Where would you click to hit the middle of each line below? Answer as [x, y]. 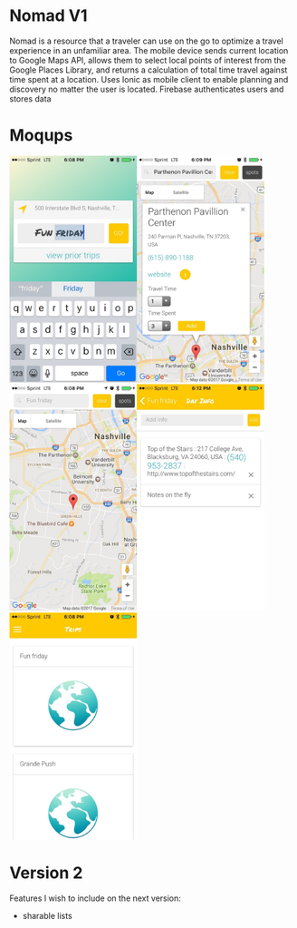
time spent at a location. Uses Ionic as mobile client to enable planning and [149, 79]
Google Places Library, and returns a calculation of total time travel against [148, 70]
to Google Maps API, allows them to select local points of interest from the [148, 60]
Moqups [41, 136]
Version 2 [46, 873]
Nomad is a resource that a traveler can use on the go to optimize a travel [146, 41]
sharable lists [47, 915]
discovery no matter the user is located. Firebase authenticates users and [147, 89]
